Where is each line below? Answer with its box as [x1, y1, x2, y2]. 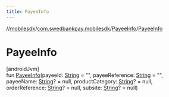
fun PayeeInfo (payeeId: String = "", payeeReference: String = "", [6, 72, 164, 79]
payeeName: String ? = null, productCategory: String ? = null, [6, 77, 153, 85]
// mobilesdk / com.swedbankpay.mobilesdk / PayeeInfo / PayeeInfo [6, 25, 163, 32]
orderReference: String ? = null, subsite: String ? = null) [6, 84, 138, 91]
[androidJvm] [6, 65, 40, 72]
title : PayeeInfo [6, 8, 49, 15]
